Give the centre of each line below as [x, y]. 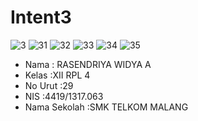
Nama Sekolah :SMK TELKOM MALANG [106, 107]
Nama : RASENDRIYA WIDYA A [88, 64]
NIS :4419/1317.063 [64, 96]
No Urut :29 [49, 85]
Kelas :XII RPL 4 [57, 75]
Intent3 [41, 17]
